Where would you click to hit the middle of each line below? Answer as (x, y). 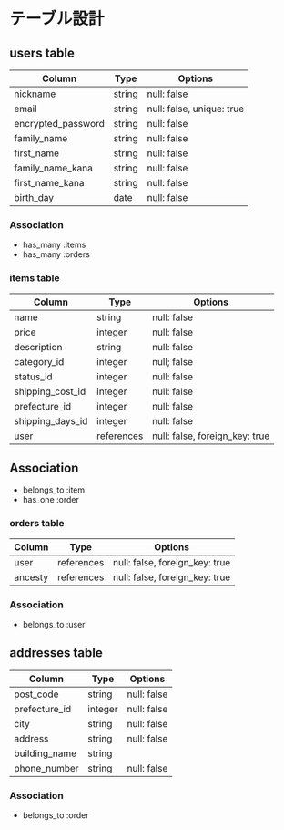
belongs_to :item (54, 490)
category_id (39, 361)
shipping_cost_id (50, 391)
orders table (37, 524)
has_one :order (51, 500)
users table (42, 52)
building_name (46, 753)
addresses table (56, 653)
